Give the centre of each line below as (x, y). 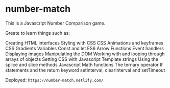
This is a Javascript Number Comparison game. (55, 23)
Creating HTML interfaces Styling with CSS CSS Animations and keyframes (84, 43)
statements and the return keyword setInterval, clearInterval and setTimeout (85, 70)
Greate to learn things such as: (38, 33)
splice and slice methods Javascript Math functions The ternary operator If (84, 64)
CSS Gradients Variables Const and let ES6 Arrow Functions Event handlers (85, 48)
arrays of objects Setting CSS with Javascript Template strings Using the (82, 59)
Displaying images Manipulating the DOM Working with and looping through (85, 54)
